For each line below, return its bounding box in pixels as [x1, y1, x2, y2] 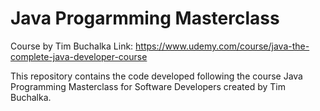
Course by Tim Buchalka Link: [10, 40, 134, 52]
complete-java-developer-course [10, 50, 148, 62]
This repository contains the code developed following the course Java [10, 70, 303, 82]
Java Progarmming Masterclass [10, 7, 280, 30]
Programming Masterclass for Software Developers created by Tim [10, 80, 286, 92]
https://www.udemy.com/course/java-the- [135, 40, 310, 52]
